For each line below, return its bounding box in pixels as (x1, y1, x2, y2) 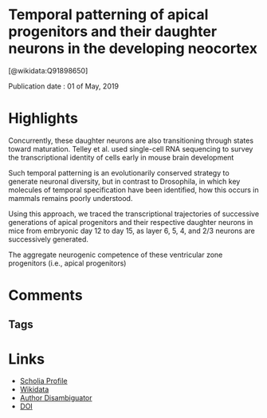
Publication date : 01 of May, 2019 (8, 81, 120, 91)
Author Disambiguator (19, 393, 93, 403)
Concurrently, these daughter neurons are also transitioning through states (8, 136, 253, 145)
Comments (8, 286, 83, 305)
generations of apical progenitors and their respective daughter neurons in (8, 217, 253, 227)
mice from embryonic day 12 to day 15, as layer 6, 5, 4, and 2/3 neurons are (8, 226, 255, 235)
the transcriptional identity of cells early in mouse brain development (8, 152, 234, 162)
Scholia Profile (19, 377, 68, 386)
